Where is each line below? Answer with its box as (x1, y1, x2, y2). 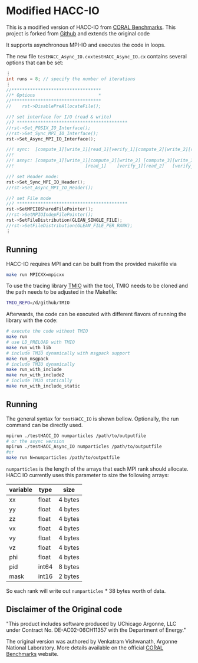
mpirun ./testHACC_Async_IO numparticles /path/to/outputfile (6, 444, 162, 449)
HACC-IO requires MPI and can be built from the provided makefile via (6, 260, 177, 267)
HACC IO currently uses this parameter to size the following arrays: (6, 472, 169, 479)
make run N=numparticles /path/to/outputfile (6, 455, 120, 461)
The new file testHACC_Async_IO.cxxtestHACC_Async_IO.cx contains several (6, 52, 187, 60)
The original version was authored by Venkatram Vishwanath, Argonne (6, 638, 178, 645)
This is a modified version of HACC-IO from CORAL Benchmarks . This (6, 24, 176, 31)
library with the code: (6, 317, 58, 324)
